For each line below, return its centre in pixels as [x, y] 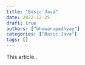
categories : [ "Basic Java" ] [42, 34]
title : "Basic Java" [32, 12]
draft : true [21, 23]
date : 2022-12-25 [28, 17]
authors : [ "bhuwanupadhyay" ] [43, 29]
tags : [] [17, 40]
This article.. [22, 57]
